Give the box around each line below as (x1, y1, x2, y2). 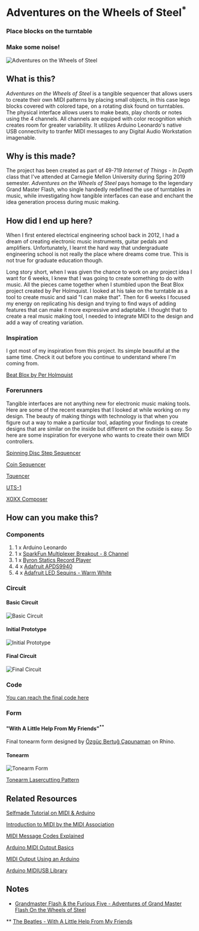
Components (6, 531, 45, 539)
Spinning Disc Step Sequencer (6, 449, 81, 456)
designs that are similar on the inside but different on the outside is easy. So (6, 425, 192, 432)
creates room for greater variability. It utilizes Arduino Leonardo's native (6, 121, 182, 128)
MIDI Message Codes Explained (6, 832, 84, 839)
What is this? (6, 74, 56, 84)
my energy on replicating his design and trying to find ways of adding (6, 300, 176, 307)
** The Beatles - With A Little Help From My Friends (6, 917, 132, 925)
